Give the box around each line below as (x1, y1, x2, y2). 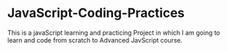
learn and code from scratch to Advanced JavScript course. (7, 35, 183, 44)
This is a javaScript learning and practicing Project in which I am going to (7, 28, 221, 37)
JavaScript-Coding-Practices (7, 5, 185, 21)
